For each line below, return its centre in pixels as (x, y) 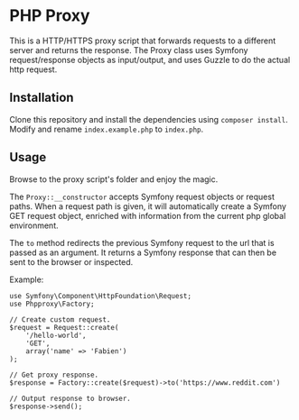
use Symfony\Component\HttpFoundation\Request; (101, 296)
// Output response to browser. (70, 398)
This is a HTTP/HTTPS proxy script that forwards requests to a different (143, 41)
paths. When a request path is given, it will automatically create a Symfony (148, 206)
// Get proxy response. (54, 375)
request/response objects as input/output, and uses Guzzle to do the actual (150, 59)
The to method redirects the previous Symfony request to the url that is (142, 242)
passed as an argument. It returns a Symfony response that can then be (143, 252)
